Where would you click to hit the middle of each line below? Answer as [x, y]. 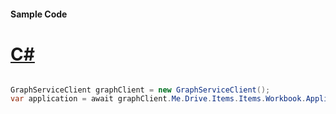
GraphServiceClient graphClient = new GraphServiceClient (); [140, 90]
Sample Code [39, 14]
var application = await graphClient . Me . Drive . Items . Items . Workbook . [158, 99]
